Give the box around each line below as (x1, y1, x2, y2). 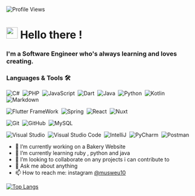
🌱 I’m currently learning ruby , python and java (14, 149, 130, 157)
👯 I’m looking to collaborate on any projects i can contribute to (14, 156, 170, 163)
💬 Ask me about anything (14, 162, 78, 169)
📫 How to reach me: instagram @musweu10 (14, 169, 126, 177)
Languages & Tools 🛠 (6, 74, 71, 82)
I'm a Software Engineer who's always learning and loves (6, 50, 177, 58)
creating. (6, 57, 34, 66)
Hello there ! (20, 28, 83, 42)
